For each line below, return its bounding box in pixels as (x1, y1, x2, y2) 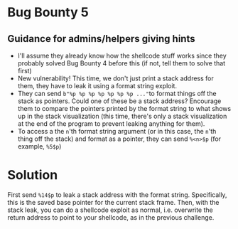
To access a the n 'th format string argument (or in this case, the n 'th (17, 127, 217, 135)
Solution (7, 167, 58, 183)
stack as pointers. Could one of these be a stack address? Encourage (17, 97, 222, 105)
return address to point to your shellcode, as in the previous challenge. (7, 213, 215, 221)
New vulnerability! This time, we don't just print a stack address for (17, 74, 215, 82)
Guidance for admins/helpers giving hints (7, 33, 195, 45)
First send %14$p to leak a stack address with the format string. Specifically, (7, 190, 227, 199)
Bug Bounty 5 (7, 4, 89, 21)
